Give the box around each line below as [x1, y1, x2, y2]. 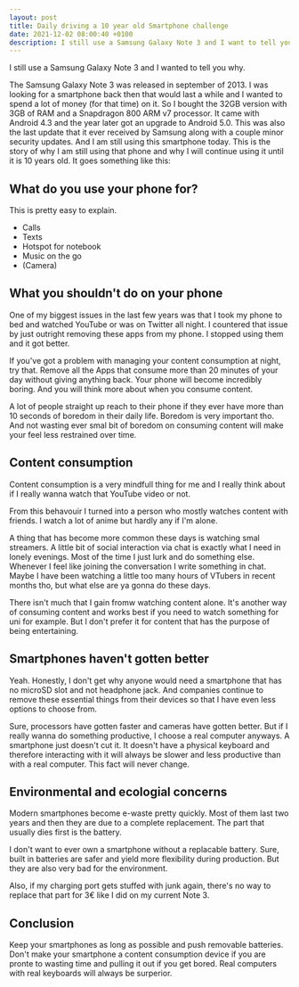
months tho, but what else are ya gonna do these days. [9, 580, 211, 590]
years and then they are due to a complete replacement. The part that [9, 818, 265, 828]
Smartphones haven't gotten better [9, 652, 209, 667]
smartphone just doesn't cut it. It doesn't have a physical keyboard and [9, 739, 270, 750]
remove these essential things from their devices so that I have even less [9, 694, 276, 704]
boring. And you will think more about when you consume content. [9, 383, 254, 394]
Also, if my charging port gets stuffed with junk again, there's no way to [9, 880, 271, 892]
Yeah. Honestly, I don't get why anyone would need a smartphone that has [9, 675, 282, 686]
